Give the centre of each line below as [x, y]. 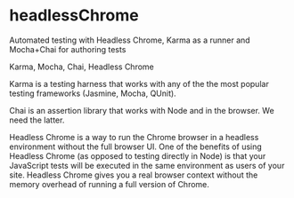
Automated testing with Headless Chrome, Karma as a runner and [130, 40]
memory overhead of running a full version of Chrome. [109, 184]
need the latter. [37, 120]
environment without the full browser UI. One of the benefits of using [136, 147]
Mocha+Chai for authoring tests [68, 49]
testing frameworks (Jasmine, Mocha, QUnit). [93, 93]
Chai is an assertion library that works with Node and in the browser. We [142, 110]
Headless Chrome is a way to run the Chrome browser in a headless [134, 137]
